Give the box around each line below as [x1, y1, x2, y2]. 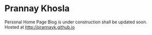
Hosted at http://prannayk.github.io [4, 24, 75, 30]
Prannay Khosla [4, 3, 70, 14]
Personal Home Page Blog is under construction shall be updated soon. [4, 19, 148, 25]
